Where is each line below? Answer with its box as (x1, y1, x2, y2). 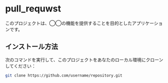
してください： (5, 63, 36, 69)
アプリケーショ (131, 20, 163, 26)
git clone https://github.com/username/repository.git (5, 73, 123, 78)
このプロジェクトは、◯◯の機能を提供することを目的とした (5, 20, 132, 26)
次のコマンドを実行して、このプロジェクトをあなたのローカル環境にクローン (5, 56, 163, 62)
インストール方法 (5, 42, 58, 51)
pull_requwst (5, 3, 61, 14)
